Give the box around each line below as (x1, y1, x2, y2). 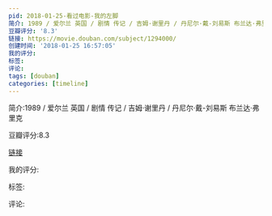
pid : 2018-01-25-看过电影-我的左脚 (8, 11, 119, 20)
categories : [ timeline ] (8, 79, 89, 87)
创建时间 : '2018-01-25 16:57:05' (8, 42, 117, 50)
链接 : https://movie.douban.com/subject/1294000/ (8, 34, 176, 43)
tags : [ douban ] (8, 72, 60, 80)
